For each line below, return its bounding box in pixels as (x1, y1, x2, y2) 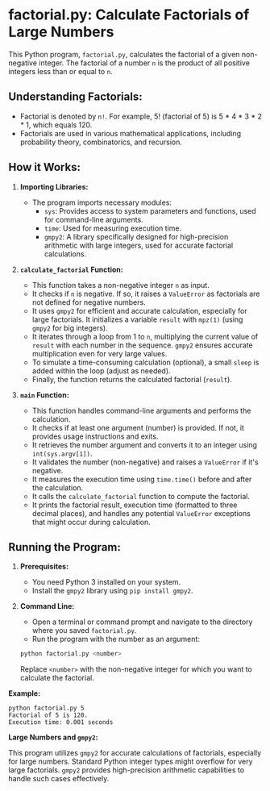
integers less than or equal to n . (8, 66, 113, 76)
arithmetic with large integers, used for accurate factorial (44, 240, 234, 250)
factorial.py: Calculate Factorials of (8, 6, 250, 24)
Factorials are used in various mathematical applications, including (19, 128, 242, 138)
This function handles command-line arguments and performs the (31, 406, 251, 415)
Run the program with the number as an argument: (31, 635, 200, 644)
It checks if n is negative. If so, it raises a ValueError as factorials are (31, 289, 260, 298)
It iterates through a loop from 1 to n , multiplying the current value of (31, 331, 259, 341)
